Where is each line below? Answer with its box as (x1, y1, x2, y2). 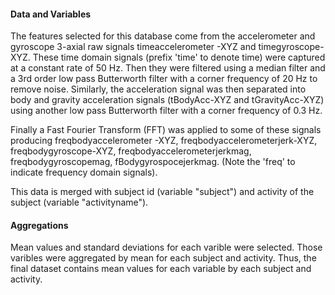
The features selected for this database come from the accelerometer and (10, 30, 316, 42)
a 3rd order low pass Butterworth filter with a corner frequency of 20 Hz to (10, 73, 318, 85)
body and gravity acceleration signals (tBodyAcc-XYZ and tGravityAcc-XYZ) (10, 94, 325, 106)
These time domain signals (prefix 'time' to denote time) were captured (32, 51, 326, 64)
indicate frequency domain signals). (10, 166, 158, 179)
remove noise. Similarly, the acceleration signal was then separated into (10, 83, 307, 95)
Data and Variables (10, 8, 92, 20)
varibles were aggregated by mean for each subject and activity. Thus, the (10, 252, 317, 264)
